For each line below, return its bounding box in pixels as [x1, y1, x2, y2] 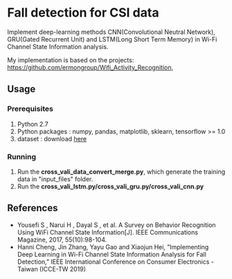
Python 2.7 [17, 120, 48, 128]
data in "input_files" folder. [17, 174, 93, 183]
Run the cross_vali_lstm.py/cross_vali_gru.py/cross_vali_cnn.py [17, 182, 204, 190]
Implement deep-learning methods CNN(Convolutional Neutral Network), [7, 28, 216, 36]
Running [7, 152, 37, 161]
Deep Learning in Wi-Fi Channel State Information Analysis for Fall [17, 250, 206, 258]
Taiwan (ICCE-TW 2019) [17, 264, 87, 273]
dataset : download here [17, 134, 87, 143]
